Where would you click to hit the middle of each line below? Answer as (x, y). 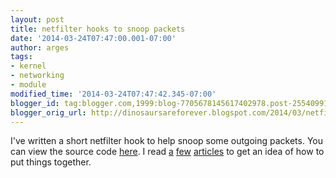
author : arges (40, 47)
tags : (21, 57)
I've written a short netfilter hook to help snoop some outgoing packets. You (167, 141)
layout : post (37, 19)
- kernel (28, 66)
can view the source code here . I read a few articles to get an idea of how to (167, 152)
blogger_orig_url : (48, 112)
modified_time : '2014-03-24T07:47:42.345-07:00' (113, 94)
